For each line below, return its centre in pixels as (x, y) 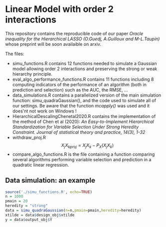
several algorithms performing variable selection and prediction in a (82, 159)
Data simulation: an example (50, 180)
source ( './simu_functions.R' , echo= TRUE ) (49, 192)
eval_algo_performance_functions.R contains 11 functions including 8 (83, 79)
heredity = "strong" (27, 206)
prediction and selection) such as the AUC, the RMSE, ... (70, 90)
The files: (15, 54)
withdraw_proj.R (29, 137)
